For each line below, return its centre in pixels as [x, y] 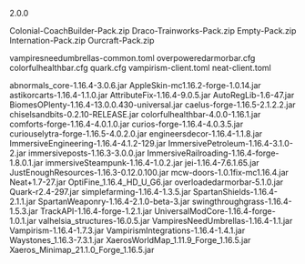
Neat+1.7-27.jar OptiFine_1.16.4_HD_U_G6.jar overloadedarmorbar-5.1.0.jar [147, 182]
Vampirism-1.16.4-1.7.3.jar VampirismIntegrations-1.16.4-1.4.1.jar [127, 230]
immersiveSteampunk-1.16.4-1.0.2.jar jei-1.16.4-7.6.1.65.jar [152, 162]
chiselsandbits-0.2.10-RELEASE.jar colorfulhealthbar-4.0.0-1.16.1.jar [135, 114]
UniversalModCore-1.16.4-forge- [215, 211]
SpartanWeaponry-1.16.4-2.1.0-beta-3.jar [114, 201]
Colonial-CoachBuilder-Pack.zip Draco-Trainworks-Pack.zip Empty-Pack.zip [153, 30]
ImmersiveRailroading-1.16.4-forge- [213, 153]
